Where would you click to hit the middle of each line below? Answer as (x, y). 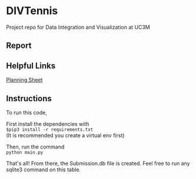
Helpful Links (31, 66)
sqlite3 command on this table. (44, 170)
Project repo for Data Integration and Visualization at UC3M (78, 27)
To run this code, (26, 112)
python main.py (25, 152)
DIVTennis (32, 11)
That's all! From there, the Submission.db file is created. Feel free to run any (98, 163)
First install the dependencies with (48, 124)
